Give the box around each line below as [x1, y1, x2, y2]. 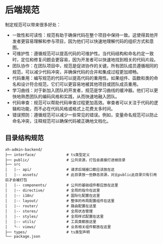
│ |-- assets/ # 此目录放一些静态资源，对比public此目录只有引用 [5, 172, 157, 177]
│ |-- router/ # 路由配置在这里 [5, 203, 96, 209]
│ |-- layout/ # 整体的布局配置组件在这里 [5, 198, 115, 203]
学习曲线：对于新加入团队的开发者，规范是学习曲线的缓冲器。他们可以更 [12, 87, 158, 93]
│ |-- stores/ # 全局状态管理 [5, 209, 93, 214]
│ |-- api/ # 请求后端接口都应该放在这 [5, 167, 115, 172]
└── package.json [5, 234, 41, 239]
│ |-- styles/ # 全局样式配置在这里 [5, 214, 104, 219]
